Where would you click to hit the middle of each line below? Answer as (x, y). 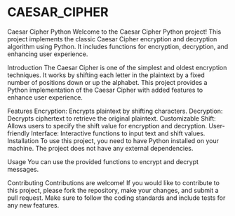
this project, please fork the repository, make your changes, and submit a (113, 190)
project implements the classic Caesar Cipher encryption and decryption (112, 39)
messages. (23, 169)
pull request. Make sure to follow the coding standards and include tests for (116, 198)
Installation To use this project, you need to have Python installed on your (113, 140)
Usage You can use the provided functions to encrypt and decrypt (103, 161)
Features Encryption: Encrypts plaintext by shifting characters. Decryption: (115, 111)
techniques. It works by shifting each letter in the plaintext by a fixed (106, 75)
